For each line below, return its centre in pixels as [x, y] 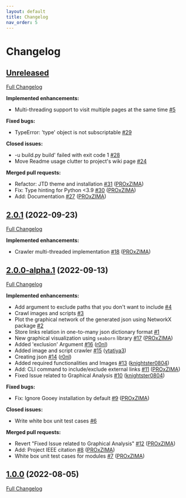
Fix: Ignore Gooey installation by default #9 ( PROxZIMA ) [82, 398]
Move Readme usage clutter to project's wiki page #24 [81, 161]
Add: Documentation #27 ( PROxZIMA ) [60, 196]
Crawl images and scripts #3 [49, 313]
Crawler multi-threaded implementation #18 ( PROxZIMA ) [82, 252]
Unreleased [28, 73]
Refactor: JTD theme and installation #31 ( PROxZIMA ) [79, 184]
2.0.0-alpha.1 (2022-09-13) [57, 270]
